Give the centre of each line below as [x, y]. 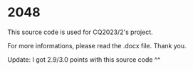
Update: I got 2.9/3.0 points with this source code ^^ [84, 59]
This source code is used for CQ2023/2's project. [80, 32]
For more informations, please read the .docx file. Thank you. [97, 45]
